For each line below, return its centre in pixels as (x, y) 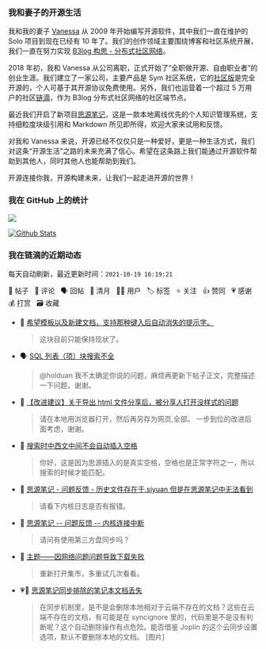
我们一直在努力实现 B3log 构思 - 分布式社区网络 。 (89, 51)
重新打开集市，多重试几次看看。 (91, 573)
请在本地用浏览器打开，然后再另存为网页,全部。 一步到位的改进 (142, 418)
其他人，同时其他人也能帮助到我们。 (81, 161)
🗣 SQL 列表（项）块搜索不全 (67, 356)
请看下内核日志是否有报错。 (85, 506)
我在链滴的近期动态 (45, 255)
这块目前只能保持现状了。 (81, 339)
